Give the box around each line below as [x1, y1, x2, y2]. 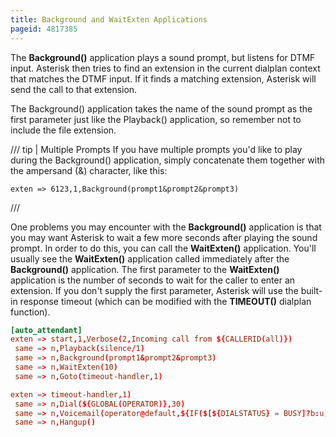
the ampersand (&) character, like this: [10, 164, 168, 176]
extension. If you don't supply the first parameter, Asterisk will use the [10, 284, 299, 296]
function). [10, 306, 51, 318]
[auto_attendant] [10, 325, 83, 335]
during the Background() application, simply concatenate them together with [10, 154, 326, 166]
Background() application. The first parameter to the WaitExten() [10, 263, 280, 275]
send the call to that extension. [10, 83, 138, 95]
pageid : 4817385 [10, 24, 78, 34]
